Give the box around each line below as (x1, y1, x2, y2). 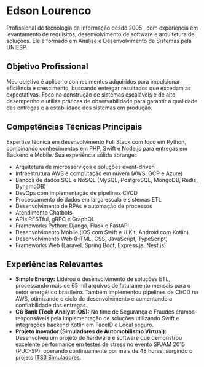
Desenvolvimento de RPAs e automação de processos (15, 202, 152, 210)
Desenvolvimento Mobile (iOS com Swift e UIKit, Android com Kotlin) (15, 228, 189, 235)
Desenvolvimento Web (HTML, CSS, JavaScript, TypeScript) (15, 235, 168, 242)
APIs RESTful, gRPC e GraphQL (15, 215, 95, 223)
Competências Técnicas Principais (6, 122, 143, 132)
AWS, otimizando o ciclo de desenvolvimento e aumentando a (15, 295, 173, 302)
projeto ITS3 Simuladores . (15, 354, 82, 361)
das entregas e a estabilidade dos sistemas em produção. (6, 104, 152, 111)
